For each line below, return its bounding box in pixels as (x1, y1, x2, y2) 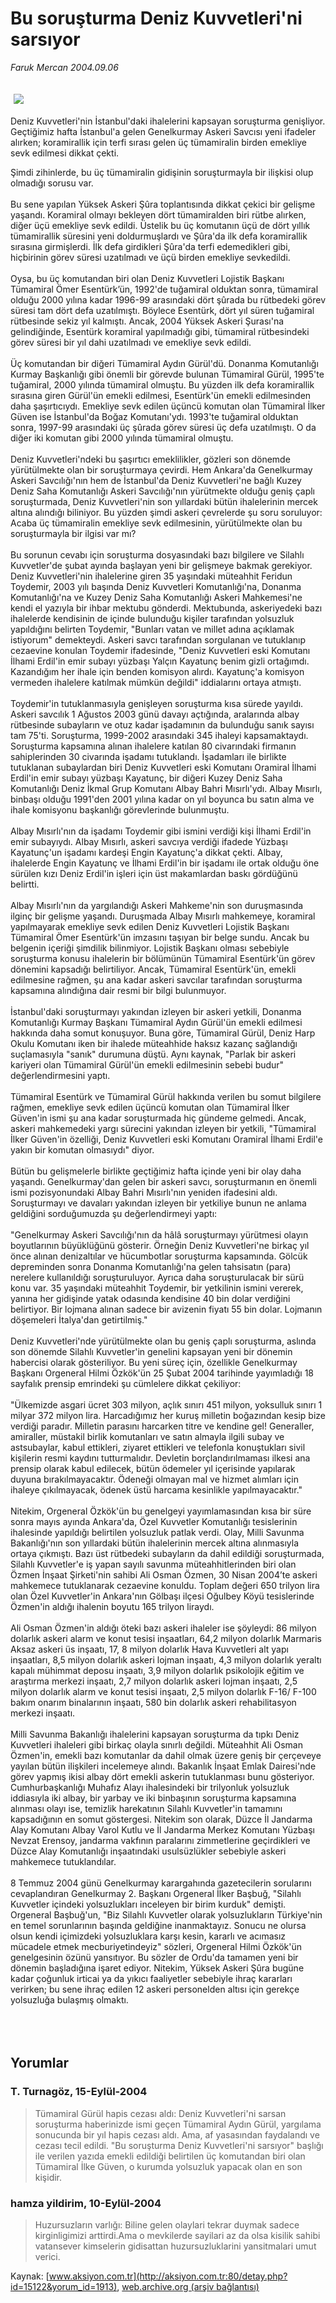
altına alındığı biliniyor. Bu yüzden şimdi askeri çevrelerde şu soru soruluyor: (10, 506, 323, 518)
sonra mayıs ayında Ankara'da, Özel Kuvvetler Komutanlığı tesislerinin (10, 1515, 298, 1527)
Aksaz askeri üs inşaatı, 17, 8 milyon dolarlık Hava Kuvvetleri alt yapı (10, 1643, 289, 1655)
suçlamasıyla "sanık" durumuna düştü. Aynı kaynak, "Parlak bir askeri (10, 1048, 297, 1060)
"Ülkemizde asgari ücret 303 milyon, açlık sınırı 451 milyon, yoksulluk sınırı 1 (10, 1398, 323, 1411)
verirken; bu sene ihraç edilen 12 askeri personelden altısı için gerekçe (10, 1983, 300, 1995)
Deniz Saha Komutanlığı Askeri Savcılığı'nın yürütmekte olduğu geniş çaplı (10, 485, 315, 497)
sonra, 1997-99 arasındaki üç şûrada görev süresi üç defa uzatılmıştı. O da (10, 421, 317, 433)
